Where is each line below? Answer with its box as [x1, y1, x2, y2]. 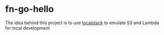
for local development [5, 25, 50, 31]
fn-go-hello [5, 3, 54, 15]
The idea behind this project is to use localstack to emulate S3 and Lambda [5, 20, 159, 26]
